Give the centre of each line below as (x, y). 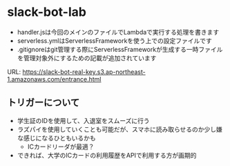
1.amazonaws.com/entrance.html (54, 79)
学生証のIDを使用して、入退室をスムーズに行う (83, 120)
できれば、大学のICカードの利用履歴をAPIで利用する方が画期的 (107, 155)
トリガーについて (44, 103)
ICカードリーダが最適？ (61, 147)
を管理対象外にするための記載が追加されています (87, 58)
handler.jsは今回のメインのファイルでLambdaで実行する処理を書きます (118, 32)
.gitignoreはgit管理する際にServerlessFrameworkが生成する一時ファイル (120, 49)
